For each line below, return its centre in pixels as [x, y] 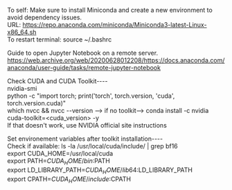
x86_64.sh [22, 32]
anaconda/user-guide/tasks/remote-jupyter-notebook [84, 68]
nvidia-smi [22, 88]
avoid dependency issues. [44, 17]
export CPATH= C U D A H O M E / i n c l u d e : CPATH [69, 180]
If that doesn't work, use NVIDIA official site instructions [87, 125]
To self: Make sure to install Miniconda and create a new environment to [110, 10]
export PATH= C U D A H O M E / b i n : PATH [59, 162]
